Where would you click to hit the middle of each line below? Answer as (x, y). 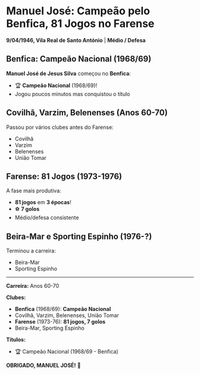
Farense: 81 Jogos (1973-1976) (64, 176)
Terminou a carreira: (31, 251)
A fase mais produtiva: (34, 191)
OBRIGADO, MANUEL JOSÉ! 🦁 (44, 365)
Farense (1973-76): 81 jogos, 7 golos (60, 322)
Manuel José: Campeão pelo (78, 11)
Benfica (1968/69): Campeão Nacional (63, 309)
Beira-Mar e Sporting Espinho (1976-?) (79, 236)
